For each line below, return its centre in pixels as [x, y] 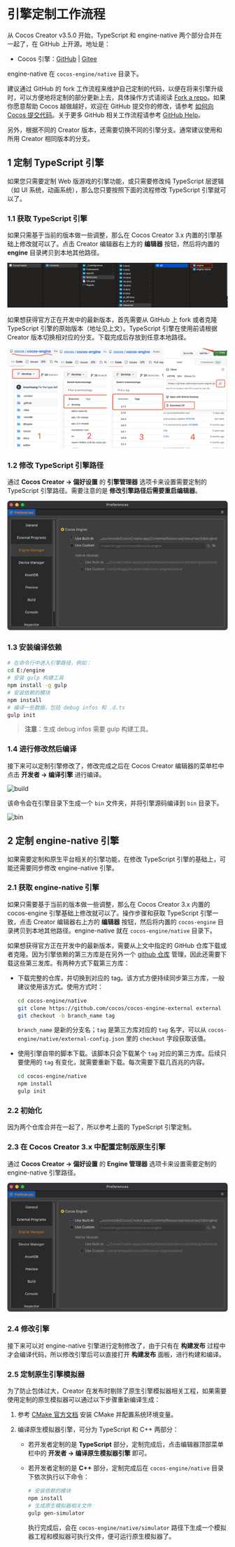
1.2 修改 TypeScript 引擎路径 [56, 465]
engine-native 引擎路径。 [44, 1173]
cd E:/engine [26, 670]
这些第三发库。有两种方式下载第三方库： [71, 963]
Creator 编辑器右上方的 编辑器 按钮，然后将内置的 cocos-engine [125, 921]
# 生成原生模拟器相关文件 [60, 1506]
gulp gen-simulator [56, 1513]
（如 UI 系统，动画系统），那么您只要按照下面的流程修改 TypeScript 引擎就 [114, 189]
